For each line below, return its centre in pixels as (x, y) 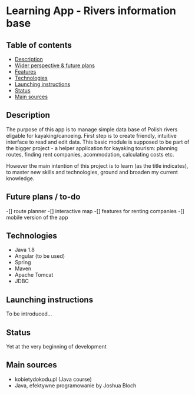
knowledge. (20, 178)
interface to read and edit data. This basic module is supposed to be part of (98, 142)
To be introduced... (29, 314)
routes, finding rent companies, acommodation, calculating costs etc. (90, 154)
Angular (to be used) (40, 256)
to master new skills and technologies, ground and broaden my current (92, 172)
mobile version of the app (37, 217)
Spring (23, 263)
